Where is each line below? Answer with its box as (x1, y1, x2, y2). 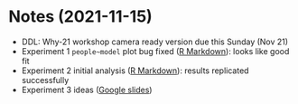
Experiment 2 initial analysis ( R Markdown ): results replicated (21, 65, 249, 76)
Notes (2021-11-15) (8, 6, 153, 27)
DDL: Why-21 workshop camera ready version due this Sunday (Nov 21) (21, 36, 289, 47)
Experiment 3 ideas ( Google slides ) (21, 84, 153, 95)
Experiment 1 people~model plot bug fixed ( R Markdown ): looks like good (21, 45, 290, 56)
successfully (21, 74, 70, 85)
